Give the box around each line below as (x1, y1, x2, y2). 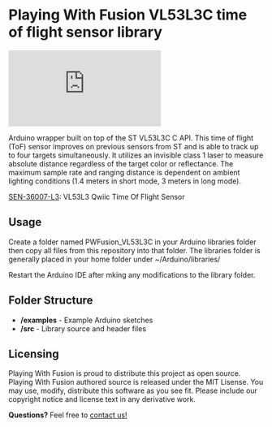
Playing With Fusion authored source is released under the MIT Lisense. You (8, 377, 264, 387)
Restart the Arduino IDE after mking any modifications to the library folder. (8, 270, 256, 279)
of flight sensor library (8, 23, 162, 41)
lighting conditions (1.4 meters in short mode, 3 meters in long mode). (8, 176, 242, 186)
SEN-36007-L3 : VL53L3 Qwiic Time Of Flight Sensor (8, 192, 185, 201)
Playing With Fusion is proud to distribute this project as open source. (8, 369, 241, 378)
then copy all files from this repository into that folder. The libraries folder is (8, 245, 261, 255)
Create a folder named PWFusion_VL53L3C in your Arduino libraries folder (8, 237, 257, 247)
